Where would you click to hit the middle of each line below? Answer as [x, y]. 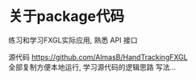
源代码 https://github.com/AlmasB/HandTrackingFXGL [98, 57]
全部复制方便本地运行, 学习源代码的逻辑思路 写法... [92, 67]
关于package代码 [67, 16]
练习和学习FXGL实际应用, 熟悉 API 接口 [73, 40]
